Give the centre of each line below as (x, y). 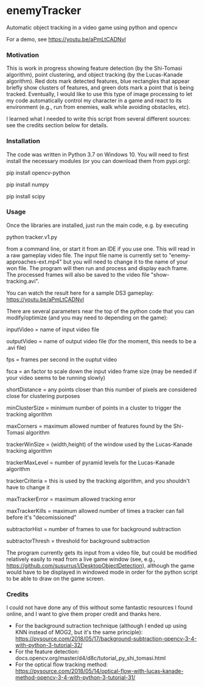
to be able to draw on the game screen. (56, 578)
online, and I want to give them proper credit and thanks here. (84, 614)
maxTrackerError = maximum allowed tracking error (71, 499)
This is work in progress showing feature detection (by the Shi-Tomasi (94, 68)
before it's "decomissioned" (41, 517)
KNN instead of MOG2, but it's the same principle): (79, 632)
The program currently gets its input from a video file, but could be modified (102, 553)
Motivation (23, 55)
